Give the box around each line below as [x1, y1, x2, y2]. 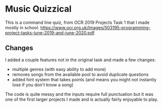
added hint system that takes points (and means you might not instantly [12, 76, 157, 82]
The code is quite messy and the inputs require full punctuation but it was [5, 91, 154, 97]
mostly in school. [5, 24, 40, 30]
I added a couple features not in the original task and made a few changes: [5, 57, 156, 63]
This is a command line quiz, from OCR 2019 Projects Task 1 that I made [5, 19, 150, 25]
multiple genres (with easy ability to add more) [12, 66, 106, 72]
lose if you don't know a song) [12, 82, 73, 88]
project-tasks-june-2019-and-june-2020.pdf [5, 30, 94, 36]
